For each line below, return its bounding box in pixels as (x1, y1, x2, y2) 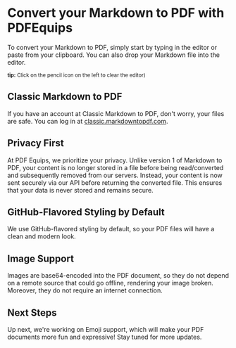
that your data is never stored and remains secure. (7, 186, 154, 194)
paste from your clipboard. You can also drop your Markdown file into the (7, 51, 221, 59)
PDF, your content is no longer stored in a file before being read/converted (7, 163, 224, 172)
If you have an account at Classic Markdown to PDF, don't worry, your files (7, 109, 225, 117)
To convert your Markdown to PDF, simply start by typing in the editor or (7, 43, 217, 51)
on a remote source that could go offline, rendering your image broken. (7, 279, 213, 288)
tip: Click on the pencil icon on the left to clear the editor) (7, 72, 146, 79)
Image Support (7, 252, 74, 264)
